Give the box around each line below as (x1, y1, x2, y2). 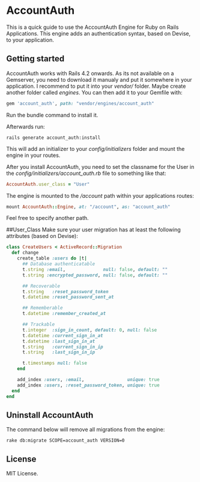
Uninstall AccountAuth (6, 410, 94, 420)
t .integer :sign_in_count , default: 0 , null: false (22, 327, 157, 333)
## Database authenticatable (22, 261, 95, 267)
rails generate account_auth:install (6, 135, 101, 141)
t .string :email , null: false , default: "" (22, 266, 168, 272)
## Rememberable (22, 305, 63, 311)
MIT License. (6, 470, 38, 477)
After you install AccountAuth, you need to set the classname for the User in (6, 163, 195, 170)
